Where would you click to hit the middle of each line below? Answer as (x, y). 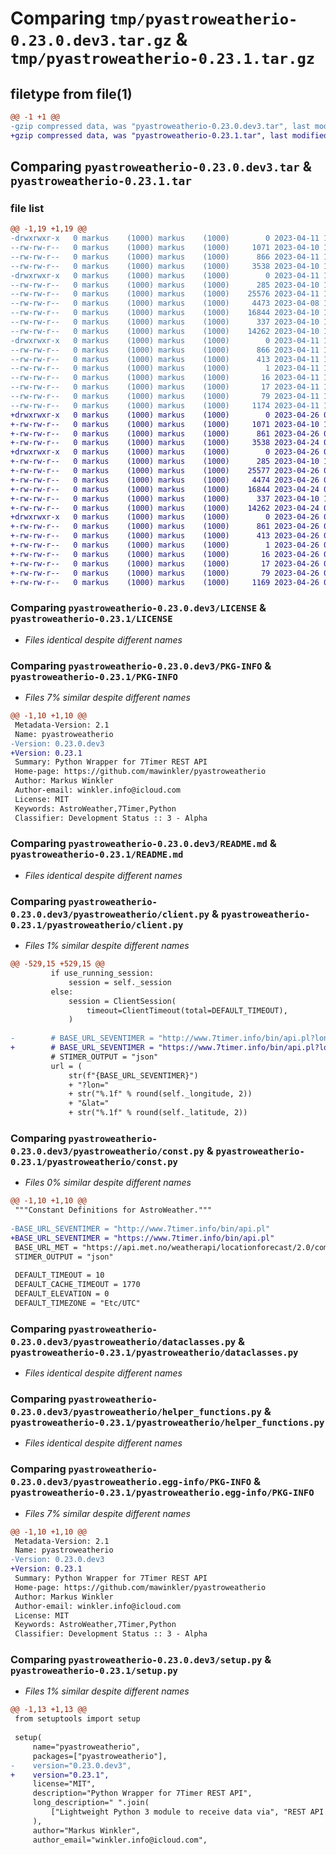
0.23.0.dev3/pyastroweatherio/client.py (110, 914)
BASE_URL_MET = (46, 1247)
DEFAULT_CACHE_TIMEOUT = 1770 (77, 1285)
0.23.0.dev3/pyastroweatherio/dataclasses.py (123, 1341)
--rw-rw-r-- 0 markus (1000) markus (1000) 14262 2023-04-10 (165, 331)
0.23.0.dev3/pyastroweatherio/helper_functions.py (136, 1412)
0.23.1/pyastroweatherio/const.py (94, 1161)
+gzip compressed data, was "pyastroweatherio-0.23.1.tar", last (149, 135)
